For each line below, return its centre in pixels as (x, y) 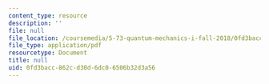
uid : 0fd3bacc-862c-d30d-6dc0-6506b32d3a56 (82, 68)
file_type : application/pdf (55, 46)
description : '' (35, 23)
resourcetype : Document (48, 53)
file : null (26, 30)
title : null (28, 61)
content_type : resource (48, 16)
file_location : (34, 38)
